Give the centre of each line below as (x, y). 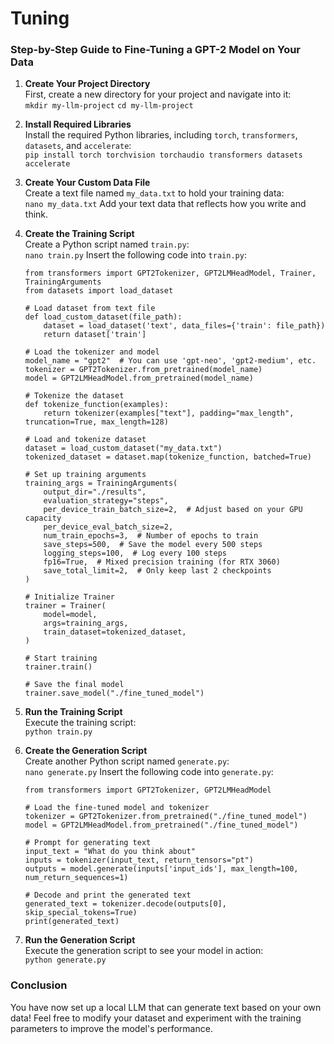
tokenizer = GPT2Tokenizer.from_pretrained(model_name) (143, 370)
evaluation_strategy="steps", (106, 501)
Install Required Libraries (78, 124)
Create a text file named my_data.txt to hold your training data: (154, 193)
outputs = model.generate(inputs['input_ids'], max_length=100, (161, 869)
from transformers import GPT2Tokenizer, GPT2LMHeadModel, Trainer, (170, 273)
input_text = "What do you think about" (110, 852)
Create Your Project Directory (87, 84)
